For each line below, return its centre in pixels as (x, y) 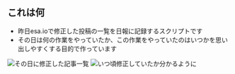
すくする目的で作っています (76, 49)
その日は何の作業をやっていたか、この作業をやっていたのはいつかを (116, 39)
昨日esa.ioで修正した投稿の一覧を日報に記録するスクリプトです (110, 31)
